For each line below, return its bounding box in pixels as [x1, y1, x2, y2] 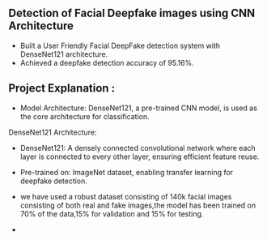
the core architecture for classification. [19, 111, 150, 121]
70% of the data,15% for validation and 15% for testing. [19, 208, 204, 218]
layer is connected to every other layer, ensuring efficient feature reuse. [19, 152, 260, 161]
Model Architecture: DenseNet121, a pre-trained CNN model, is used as [19, 103, 257, 113]
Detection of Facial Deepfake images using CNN [8, 6, 256, 20]
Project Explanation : [8, 81, 116, 96]
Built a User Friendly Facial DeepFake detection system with [19, 41, 221, 50]
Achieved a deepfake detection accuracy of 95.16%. [19, 58, 194, 67]
